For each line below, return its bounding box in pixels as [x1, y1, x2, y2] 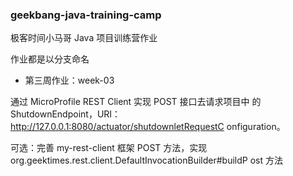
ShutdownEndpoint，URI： [10, 108, 122, 120]
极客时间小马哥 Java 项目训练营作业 [10, 32, 158, 44]
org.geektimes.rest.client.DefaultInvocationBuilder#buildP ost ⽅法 [10, 154, 283, 167]
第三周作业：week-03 [24, 74, 115, 87]
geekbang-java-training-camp [10, 8, 162, 22]
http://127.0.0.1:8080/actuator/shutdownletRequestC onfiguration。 [10, 121, 286, 133]
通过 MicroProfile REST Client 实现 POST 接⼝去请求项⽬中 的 [10, 96, 262, 108]
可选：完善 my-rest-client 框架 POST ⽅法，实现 [10, 142, 208, 154]
